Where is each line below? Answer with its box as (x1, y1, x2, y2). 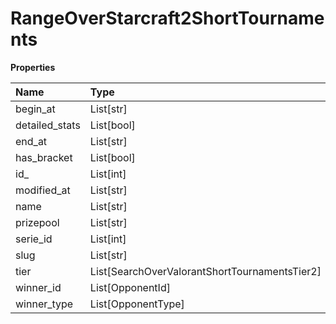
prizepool (15, 215, 60, 229)
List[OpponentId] (89, 280, 171, 294)
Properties (10, 61, 56, 73)
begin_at (15, 102, 56, 116)
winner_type (15, 297, 74, 311)
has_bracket (15, 150, 73, 164)
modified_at (15, 183, 71, 197)
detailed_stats (15, 118, 81, 132)
